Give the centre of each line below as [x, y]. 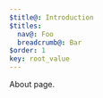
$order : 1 [28, 51]
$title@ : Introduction [51, 17]
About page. [32, 84]
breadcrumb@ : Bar [50, 42]
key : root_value [39, 59]
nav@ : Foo [35, 34]
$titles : [26, 26]
